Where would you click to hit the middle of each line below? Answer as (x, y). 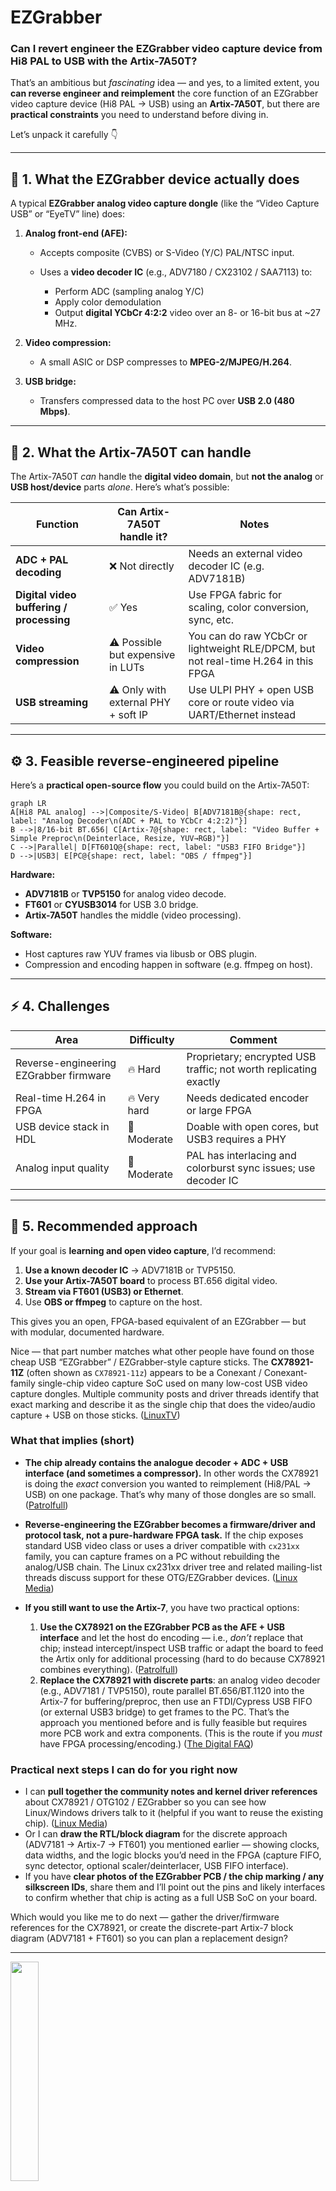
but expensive (142, 655)
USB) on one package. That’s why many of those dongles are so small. (170, 1494)
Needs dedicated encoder (248, 1098)
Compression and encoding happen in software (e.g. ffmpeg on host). (168, 964)
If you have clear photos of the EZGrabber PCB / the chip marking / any (174, 1877)
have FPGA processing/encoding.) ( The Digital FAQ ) (146, 1743)
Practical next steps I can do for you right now (124, 1769)
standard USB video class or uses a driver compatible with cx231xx (162, 1545)
